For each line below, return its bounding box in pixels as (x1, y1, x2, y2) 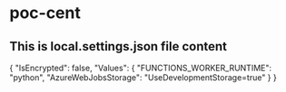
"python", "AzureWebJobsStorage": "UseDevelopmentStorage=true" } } (9, 72, 277, 83)
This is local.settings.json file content (9, 39, 228, 54)
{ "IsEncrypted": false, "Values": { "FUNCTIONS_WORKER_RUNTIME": (9, 62, 272, 73)
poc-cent (9, 3, 82, 23)
